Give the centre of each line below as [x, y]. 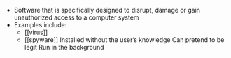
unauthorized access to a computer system [76, 17]
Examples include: [40, 25]
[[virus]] [36, 32]
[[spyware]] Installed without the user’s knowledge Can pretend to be [124, 40]
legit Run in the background [64, 47]
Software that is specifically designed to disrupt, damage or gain [107, 10]
